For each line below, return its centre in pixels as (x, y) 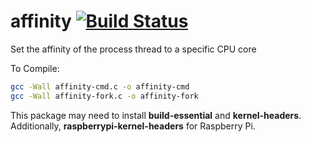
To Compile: (35, 68)
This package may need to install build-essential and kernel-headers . (156, 115)
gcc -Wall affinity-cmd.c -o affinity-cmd (100, 86)
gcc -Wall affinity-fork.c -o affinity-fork (104, 96)
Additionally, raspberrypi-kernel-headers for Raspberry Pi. (133, 126)
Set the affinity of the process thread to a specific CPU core (133, 49)
